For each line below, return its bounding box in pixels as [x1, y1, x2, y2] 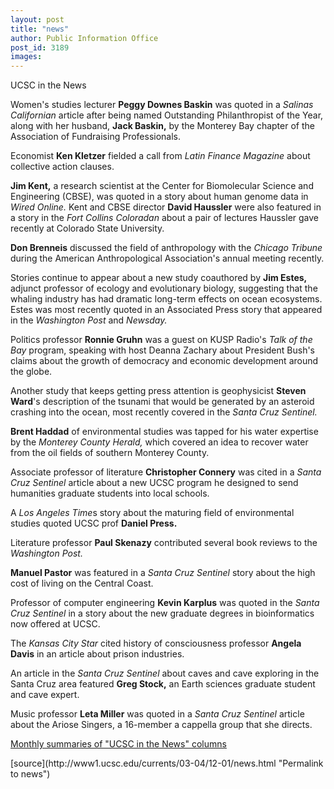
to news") [10, 768, 51, 780]
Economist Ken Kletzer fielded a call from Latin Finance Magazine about [10, 150, 311, 162]
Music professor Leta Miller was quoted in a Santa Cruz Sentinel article [10, 708, 305, 720]
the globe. [10, 366, 53, 378]
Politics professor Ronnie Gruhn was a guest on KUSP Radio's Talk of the [10, 334, 313, 346]
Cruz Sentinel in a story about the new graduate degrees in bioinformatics [10, 607, 315, 620]
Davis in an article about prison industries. [10, 648, 185, 660]
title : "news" [10, 24, 70, 34]
